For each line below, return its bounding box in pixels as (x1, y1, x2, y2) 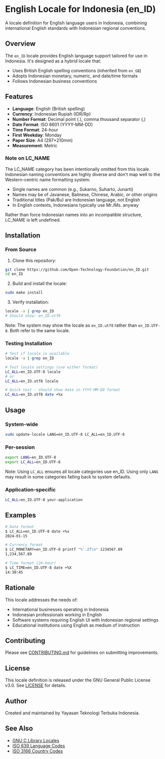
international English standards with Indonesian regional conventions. (5, 25, 147, 31)
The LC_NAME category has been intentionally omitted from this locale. (5, 166, 151, 172)
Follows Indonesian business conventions (12, 78, 97, 84)
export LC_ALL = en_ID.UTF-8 (5, 460, 61, 465)
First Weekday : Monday (12, 132, 62, 138)
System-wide (5, 420, 39, 427)
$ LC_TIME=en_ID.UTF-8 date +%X (5, 565, 72, 570)
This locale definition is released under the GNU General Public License (5, 677, 151, 683)
